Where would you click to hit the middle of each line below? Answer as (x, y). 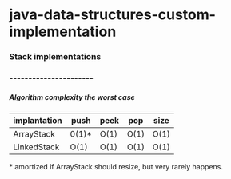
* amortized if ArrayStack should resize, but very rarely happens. (116, 167)
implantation (38, 120)
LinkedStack (36, 147)
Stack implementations (55, 57)
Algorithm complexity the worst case (72, 97)
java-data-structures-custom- (113, 15)
